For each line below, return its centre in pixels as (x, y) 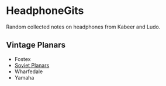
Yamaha (24, 77)
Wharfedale (29, 71)
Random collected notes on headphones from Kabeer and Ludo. (83, 27)
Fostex (23, 59)
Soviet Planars (32, 65)
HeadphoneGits (45, 11)
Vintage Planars (36, 45)
